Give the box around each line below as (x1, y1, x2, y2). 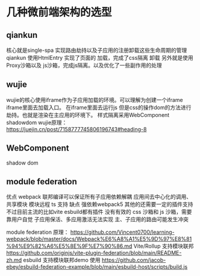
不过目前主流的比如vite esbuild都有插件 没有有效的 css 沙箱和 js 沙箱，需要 (6, 209, 192, 216)
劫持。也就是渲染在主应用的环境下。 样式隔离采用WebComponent (6, 111, 170, 118)
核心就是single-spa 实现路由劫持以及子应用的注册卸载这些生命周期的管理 (6, 46, 187, 54)
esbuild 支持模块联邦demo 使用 (23, 257, 101, 264)
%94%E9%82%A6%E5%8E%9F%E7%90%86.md (6, 242, 133, 250)
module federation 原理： (6, 228, 69, 236)
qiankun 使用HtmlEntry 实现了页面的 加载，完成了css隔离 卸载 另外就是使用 (6, 54, 194, 61)
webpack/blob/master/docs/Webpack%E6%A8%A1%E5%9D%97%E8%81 (6, 236, 192, 243)
